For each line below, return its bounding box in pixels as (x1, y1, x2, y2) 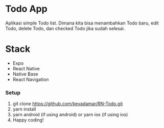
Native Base (12, 71, 38, 77)
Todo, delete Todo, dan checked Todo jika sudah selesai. (5, 25, 125, 31)
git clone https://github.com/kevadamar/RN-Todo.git (12, 100, 123, 107)
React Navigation (12, 76, 49, 82)
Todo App (5, 3, 48, 15)
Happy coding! (12, 117, 44, 123)
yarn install (12, 106, 36, 112)
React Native (12, 65, 40, 71)
